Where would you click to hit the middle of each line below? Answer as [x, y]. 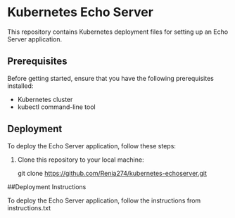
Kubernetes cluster [45, 99]
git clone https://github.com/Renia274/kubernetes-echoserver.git [112, 173]
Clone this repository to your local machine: [81, 160]
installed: [20, 86]
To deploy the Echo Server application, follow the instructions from [104, 200]
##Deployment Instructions [47, 186]
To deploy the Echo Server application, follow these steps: [91, 146]
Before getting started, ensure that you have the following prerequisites [111, 78]
